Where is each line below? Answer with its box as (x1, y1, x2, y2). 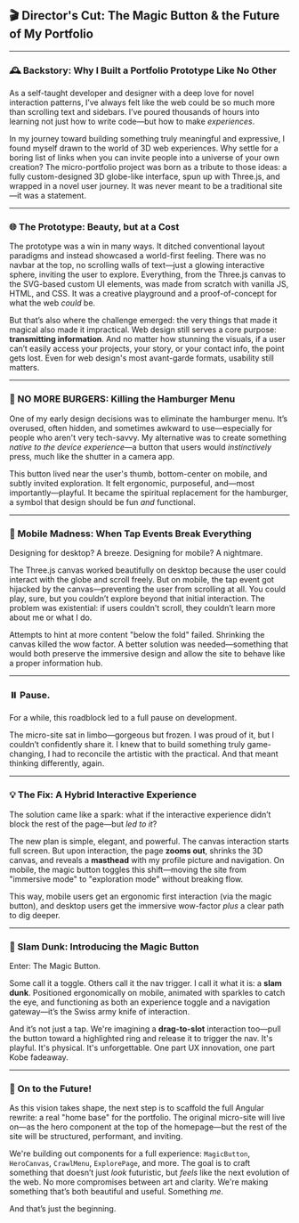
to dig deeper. (9, 909, 61, 920)
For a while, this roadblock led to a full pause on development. (9, 713, 238, 723)
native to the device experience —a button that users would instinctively (9, 441, 272, 453)
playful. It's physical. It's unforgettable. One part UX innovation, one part (9, 1042, 276, 1053)
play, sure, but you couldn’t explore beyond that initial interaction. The (9, 593, 265, 604)
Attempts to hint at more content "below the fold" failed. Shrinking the (9, 630, 265, 640)
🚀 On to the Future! (9, 1082, 92, 1095)
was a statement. (23, 191, 87, 201)
